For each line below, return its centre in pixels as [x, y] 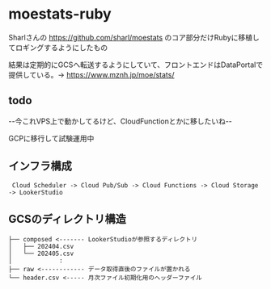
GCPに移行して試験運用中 [51, 138]
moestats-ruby [60, 14]
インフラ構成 [40, 166]
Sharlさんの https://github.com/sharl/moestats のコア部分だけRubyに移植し [134, 37]
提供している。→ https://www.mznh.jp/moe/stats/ [91, 74]
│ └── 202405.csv [41, 254]
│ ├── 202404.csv [41, 247]
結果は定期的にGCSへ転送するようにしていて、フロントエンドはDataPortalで [136, 65]
